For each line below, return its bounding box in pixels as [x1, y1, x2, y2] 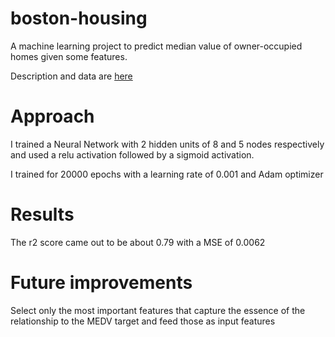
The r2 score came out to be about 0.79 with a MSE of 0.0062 [10, 236, 266, 248]
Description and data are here [10, 70, 133, 82]
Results [10, 203, 75, 226]
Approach [10, 105, 95, 128]
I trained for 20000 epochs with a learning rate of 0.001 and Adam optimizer [10, 168, 324, 180]
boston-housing [10, 7, 148, 30]
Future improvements [10, 272, 193, 294]
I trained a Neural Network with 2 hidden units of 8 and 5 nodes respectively [10, 138, 325, 150]
